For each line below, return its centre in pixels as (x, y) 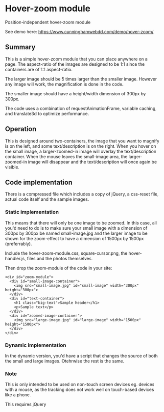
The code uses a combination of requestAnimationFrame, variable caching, (81, 108)
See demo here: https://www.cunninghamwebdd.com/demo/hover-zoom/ (79, 31)
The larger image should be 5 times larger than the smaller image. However (81, 79)
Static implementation (32, 212)
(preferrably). (19, 244)
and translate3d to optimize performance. (47, 113)
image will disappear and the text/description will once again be (93, 162)
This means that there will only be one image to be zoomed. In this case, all (81, 223)
